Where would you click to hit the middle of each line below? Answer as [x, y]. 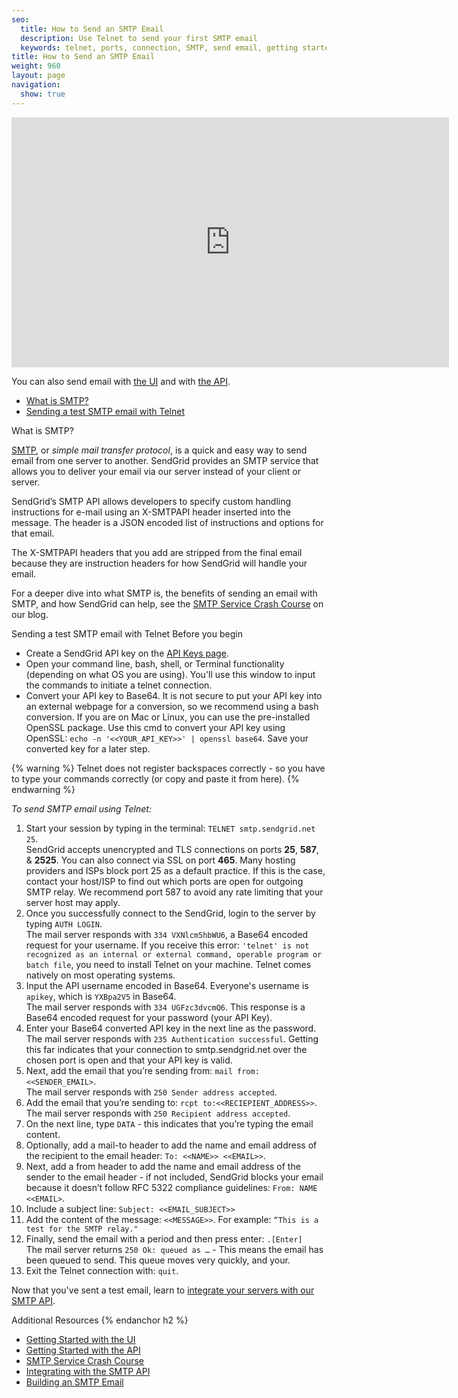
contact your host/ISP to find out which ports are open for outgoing [164, 881]
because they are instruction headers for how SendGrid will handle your [159, 563]
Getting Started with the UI [80, 1339]
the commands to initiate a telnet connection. [119, 685]
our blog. [30, 614]
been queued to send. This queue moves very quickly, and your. [158, 1260]
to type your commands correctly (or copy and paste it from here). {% [155, 778]
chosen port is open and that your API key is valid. [129, 1060]
